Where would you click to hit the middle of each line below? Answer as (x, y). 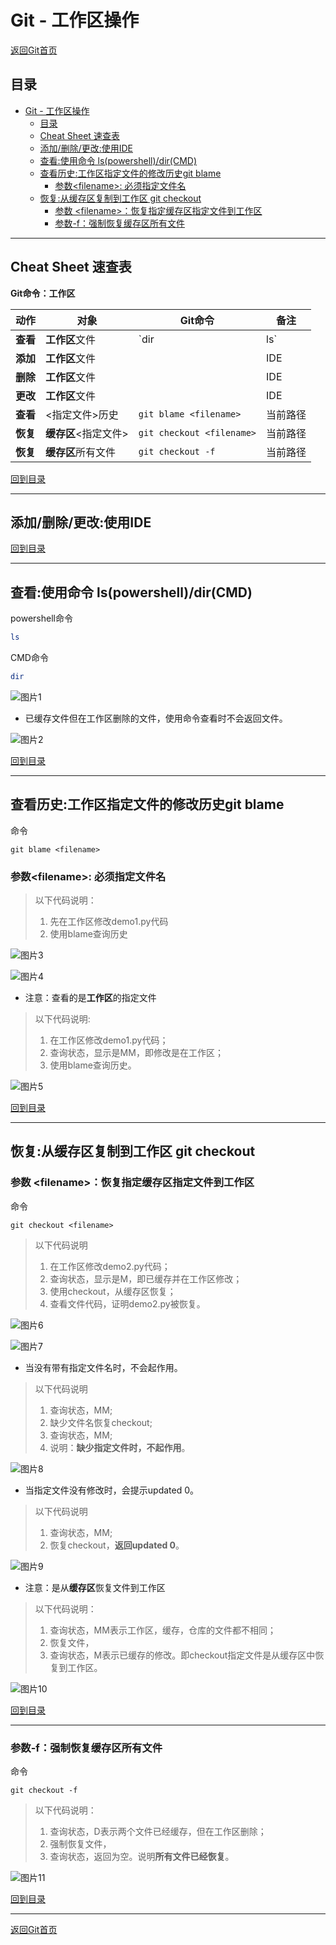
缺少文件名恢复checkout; (101, 1422)
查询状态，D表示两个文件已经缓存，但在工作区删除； (158, 1832)
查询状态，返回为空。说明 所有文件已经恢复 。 (142, 1857)
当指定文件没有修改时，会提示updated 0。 (112, 1490)
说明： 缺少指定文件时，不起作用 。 (120, 1447)
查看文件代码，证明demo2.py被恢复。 (127, 1303)
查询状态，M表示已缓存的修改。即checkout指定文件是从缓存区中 (182, 1655)
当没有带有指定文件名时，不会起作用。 (103, 1367)
